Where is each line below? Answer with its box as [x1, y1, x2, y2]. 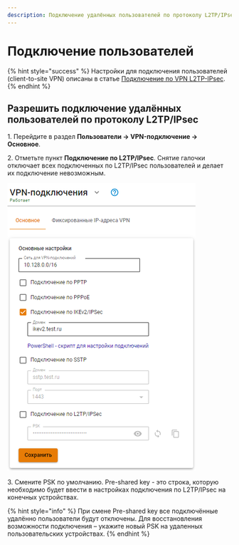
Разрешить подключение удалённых [7, 102, 181, 114]
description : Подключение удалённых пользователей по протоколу [7, 11, 202, 19]
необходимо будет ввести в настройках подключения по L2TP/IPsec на [7, 485, 226, 494]
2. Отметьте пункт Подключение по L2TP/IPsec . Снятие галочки [7, 154, 206, 162]
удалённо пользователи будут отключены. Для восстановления [7, 514, 203, 523]
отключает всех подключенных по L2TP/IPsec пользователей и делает [7, 161, 224, 170]
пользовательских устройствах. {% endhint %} [7, 529, 150, 538]
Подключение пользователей [7, 43, 194, 59]
